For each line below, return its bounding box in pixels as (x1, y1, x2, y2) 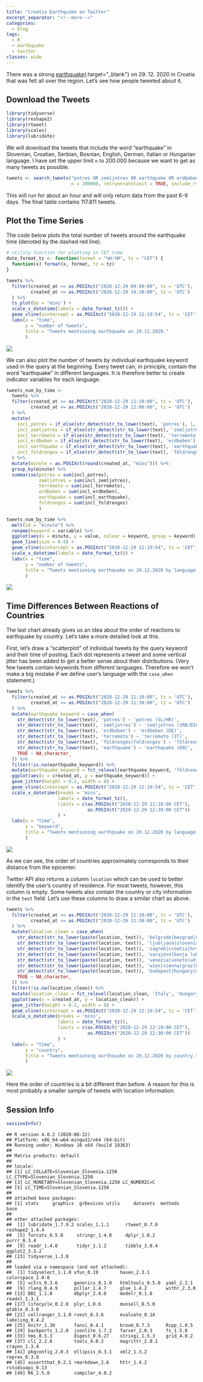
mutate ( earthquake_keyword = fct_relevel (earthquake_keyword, (11, 767, 172, 773)
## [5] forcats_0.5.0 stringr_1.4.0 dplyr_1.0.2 (6, 1232, 155, 1238)
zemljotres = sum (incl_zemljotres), (38, 477, 131, 483)
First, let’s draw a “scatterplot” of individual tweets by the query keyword (6, 644, 188, 652)
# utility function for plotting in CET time (6, 250, 123, 256)
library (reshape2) (6, 116, 53, 122)
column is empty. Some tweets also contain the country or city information (6, 888, 192, 895)
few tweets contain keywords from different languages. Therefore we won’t (6, 664, 194, 671)
